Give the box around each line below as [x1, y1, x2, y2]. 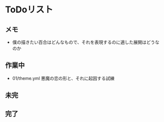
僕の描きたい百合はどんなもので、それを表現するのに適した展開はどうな [12, 40, 160, 45]
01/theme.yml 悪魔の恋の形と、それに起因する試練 [12, 75, 115, 81]
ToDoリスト [5, 4, 53, 15]
